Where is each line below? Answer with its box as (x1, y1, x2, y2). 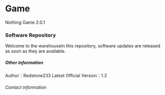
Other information (5, 59, 44, 65)
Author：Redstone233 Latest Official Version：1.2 (5, 73, 107, 79)
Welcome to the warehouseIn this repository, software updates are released (5, 43, 161, 49)
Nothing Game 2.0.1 (5, 19, 45, 25)
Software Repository (5, 32, 56, 39)
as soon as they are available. (5, 48, 66, 54)
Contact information (5, 84, 47, 90)
